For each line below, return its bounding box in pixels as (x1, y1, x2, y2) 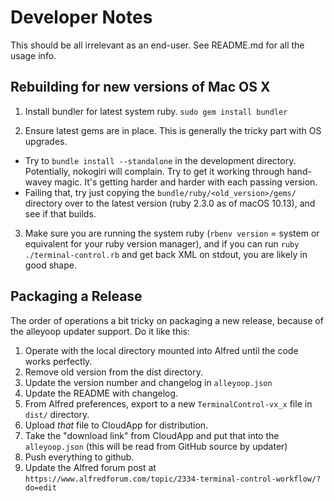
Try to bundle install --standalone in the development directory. (24, 154, 297, 166)
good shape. (24, 259, 77, 271)
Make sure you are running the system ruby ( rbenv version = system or (24, 227, 320, 239)
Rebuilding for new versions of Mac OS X (10, 79, 271, 96)
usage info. (10, 49, 57, 61)
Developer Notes (10, 6, 153, 29)
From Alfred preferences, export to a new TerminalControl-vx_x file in (24, 397, 313, 410)
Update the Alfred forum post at (24, 461, 157, 473)
